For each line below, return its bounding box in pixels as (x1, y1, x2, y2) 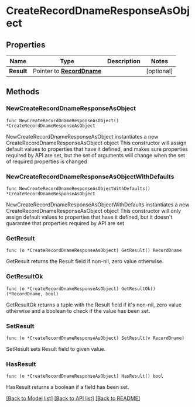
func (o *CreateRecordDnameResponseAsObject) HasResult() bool (6, 373, 164, 380)
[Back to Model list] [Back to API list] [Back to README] (6, 395, 141, 402)
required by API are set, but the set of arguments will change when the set (6, 151, 186, 158)
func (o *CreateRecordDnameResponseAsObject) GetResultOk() (6, 285, 156, 292)
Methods (6, 87, 40, 97)
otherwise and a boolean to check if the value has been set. (6, 307, 150, 314)
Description (107, 57, 141, 65)
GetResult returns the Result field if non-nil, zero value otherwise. (6, 258, 164, 265)
